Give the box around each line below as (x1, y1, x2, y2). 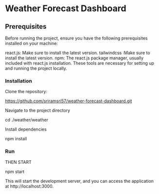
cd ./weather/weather (5, 117, 49, 123)
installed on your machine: (5, 40, 58, 46)
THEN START (5, 159, 32, 165)
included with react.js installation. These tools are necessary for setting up (5, 60, 155, 66)
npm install (5, 136, 27, 142)
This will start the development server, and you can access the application (5, 178, 154, 184)
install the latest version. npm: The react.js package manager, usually (5, 55, 144, 61)
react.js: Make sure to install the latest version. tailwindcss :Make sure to (5, 50, 150, 56)
